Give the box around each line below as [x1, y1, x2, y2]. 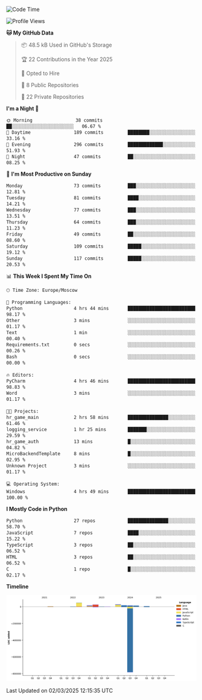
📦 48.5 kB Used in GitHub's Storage [21, 41, 113, 48]
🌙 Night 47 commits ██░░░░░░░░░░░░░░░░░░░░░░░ [6, 154, 196, 160]
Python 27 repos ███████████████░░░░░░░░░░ [6, 518, 196, 524]
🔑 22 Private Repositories [21, 93, 84, 100]
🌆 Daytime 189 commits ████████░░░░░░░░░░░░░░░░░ [6, 130, 196, 136]
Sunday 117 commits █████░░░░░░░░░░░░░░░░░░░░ [6, 256, 196, 262]
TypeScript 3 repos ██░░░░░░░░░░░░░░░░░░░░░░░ [6, 542, 196, 548]
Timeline [6, 583, 29, 590]
